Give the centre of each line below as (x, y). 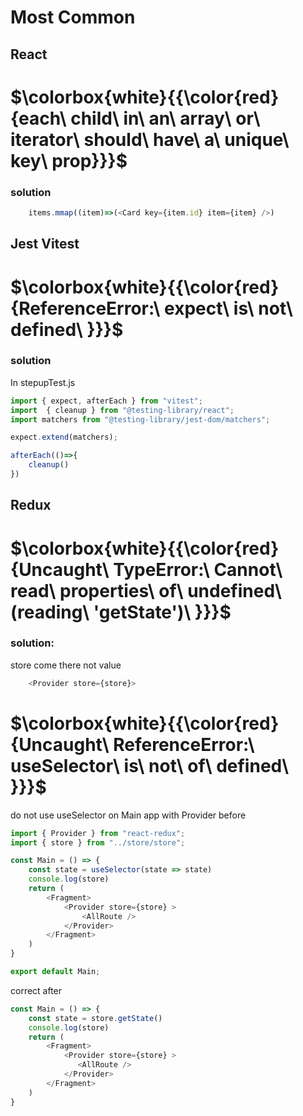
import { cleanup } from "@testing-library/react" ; (122, 410)
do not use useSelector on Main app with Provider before (128, 815)
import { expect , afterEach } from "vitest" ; (106, 401)
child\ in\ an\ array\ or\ (165, 118)
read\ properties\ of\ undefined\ (146, 590)
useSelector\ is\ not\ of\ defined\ (150, 765)
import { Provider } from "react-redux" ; (98, 833)
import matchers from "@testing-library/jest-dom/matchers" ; (140, 419)
